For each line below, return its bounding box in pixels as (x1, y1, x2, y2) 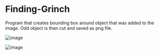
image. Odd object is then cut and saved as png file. (5, 25, 112, 31)
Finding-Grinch (5, 3, 70, 15)
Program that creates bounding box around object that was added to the (5, 20, 154, 26)
